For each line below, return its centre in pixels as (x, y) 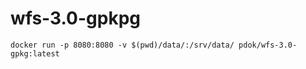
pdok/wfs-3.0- (268, 45)
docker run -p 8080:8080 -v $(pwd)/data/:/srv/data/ (122, 45)
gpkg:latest (35, 53)
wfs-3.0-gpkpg (75, 18)
